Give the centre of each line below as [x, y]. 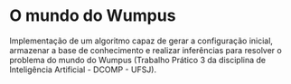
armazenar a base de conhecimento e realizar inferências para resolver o [145, 50]
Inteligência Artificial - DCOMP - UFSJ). [83, 70]
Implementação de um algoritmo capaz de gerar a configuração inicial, [141, 41]
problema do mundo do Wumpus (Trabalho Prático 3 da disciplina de [138, 60]
